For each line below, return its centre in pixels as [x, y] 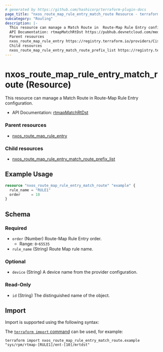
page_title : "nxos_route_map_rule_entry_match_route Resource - [71, 14]
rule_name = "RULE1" [30, 190]
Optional [15, 262]
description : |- [21, 23]
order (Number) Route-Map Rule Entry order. [57, 239]
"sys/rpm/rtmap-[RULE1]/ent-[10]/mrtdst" [48, 345]
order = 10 [25, 194]
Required [16, 228]
